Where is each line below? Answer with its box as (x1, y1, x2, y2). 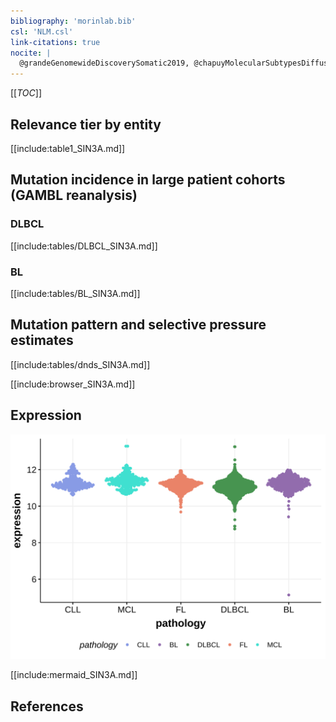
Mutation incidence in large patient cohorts (10, 171, 286, 189)
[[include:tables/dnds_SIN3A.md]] (10, 358, 151, 370)
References (10, 698, 84, 715)
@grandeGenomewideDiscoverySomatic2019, (19, 58, 190, 69)
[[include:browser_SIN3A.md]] (10, 378, 136, 390)
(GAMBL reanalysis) (10, 187, 138, 204)
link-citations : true (10, 37, 101, 47)
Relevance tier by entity (10, 116, 162, 133)
